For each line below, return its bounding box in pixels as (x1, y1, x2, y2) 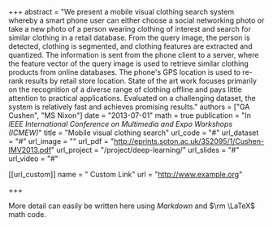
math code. (8, 210, 47, 219)
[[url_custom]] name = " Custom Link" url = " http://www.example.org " (8, 170, 243, 179)
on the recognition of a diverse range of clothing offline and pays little (8, 85, 242, 94)
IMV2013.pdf (8, 146, 51, 154)
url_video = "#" (8, 154, 58, 163)
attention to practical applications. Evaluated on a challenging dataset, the (8, 93, 256, 102)
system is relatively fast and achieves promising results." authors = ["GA (8, 102, 250, 111)
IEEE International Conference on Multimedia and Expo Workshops (8, 120, 233, 128)
